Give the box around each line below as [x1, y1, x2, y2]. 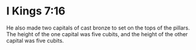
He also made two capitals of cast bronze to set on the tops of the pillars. [6, 24, 191, 31]
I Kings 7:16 [6, 4, 66, 18]
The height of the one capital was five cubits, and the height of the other [6, 30, 188, 37]
